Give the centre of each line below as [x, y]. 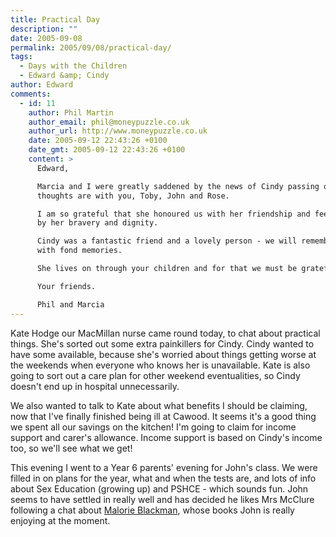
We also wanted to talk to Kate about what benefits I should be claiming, [159, 405]
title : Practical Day [55, 19]
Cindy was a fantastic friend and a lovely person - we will [167, 241]
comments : [31, 94]
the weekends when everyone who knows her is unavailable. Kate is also [160, 365]
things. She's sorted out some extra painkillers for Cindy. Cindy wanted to [162, 343]
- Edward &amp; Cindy [64, 76]
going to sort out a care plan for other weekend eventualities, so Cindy [155, 375]
